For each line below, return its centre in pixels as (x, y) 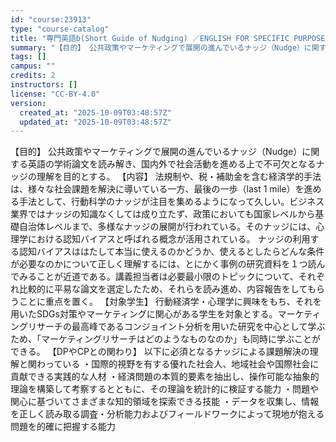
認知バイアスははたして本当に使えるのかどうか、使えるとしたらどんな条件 (171, 252)
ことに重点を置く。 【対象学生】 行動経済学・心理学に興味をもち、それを (170, 302)
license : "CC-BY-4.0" (55, 94)
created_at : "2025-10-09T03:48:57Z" (95, 112)
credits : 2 (33, 76)
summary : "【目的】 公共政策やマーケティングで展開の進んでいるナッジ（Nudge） (157, 47)
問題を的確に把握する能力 (63, 427)
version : (28, 103)
